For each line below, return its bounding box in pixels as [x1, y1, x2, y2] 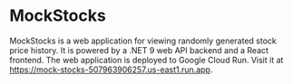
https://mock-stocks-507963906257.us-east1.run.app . [9, 64, 213, 75]
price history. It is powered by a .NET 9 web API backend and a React [9, 44, 269, 55]
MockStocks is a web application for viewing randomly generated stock [9, 35, 277, 46]
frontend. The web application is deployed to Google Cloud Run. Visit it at [9, 54, 284, 65]
